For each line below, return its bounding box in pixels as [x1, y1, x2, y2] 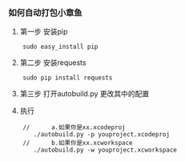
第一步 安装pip [19, 26, 68, 37]
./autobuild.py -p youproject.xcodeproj [33, 131, 171, 139]
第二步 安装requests [19, 58, 86, 67]
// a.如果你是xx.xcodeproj [22, 124, 126, 132]
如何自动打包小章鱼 [8, 6, 82, 18]
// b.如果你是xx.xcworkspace [22, 139, 134, 148]
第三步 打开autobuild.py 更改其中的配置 [19, 89, 150, 99]
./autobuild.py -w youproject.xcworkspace [33, 146, 178, 154]
